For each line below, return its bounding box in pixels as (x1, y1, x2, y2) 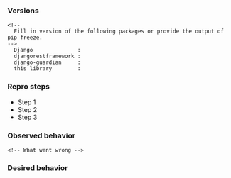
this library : (14, 65, 81, 72)
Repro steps (7, 82, 50, 91)
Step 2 (17, 105, 38, 113)
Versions (7, 6, 39, 16)
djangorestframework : (14, 52, 81, 60)
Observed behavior (7, 130, 76, 140)
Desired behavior (7, 162, 68, 172)
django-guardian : (14, 59, 81, 66)
